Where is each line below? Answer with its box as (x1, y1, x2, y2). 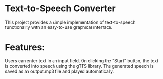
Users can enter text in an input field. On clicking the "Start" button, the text (5, 57, 159, 64)
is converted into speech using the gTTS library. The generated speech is (5, 63, 154, 69)
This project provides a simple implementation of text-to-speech (5, 19, 136, 25)
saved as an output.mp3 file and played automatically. (5, 68, 114, 74)
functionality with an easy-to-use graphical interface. (5, 24, 113, 30)
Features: (5, 42, 45, 53)
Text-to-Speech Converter (5, 3, 116, 14)
